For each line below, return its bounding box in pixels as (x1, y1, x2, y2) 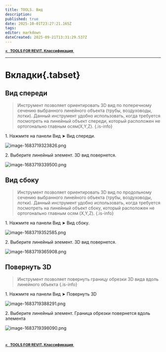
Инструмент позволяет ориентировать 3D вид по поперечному (17, 102, 152, 108)
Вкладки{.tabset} (5, 70, 81, 81)
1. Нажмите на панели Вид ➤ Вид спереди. (5, 133, 95, 139)
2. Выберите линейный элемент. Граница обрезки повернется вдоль (5, 310, 151, 316)
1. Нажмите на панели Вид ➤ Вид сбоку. (5, 220, 90, 226)
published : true (5, 16, 39, 21)
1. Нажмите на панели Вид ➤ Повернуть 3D (5, 291, 97, 297)
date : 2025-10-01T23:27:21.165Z (5, 21, 72, 26)
